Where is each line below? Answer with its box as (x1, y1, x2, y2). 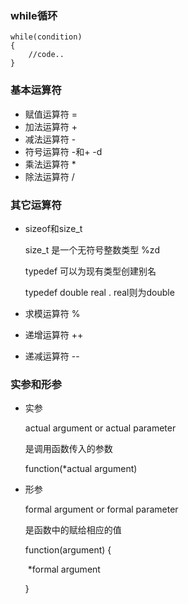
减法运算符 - (24, 133, 77, 145)
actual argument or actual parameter (24, 422, 177, 434)
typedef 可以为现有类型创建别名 (24, 265, 157, 277)
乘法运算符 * (24, 158, 77, 170)
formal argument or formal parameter (24, 503, 179, 516)
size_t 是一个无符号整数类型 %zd (24, 243, 160, 256)
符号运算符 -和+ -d (24, 145, 103, 157)
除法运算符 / (24, 170, 75, 182)
